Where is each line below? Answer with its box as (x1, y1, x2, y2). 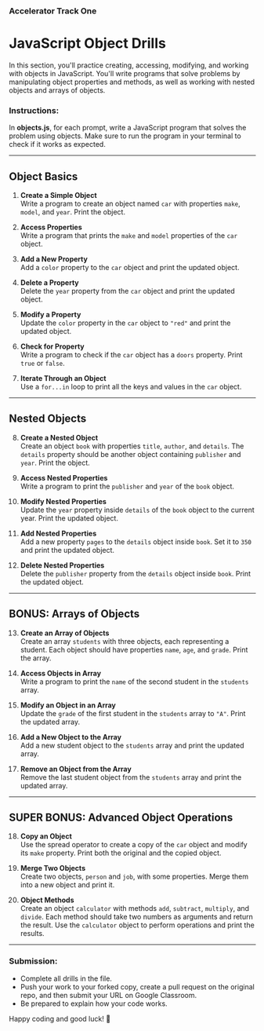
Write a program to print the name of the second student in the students (20, 677, 249, 686)
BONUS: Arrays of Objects (9, 607, 140, 621)
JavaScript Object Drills (9, 35, 167, 53)
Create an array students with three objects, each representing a (20, 636, 230, 645)
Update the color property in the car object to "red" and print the (20, 318, 231, 327)
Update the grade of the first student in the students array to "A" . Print (20, 708, 246, 718)
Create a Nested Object (20, 433, 99, 442)
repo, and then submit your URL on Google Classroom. (20, 990, 197, 1000)
